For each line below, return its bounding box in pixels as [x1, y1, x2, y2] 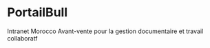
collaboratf [7, 34, 38, 42]
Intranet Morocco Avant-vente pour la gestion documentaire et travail [7, 27, 204, 35]
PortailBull [7, 5, 67, 20]
